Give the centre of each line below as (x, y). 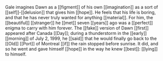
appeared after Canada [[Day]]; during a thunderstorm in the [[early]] (76, 33)
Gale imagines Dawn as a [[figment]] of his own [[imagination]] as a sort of (81, 7)
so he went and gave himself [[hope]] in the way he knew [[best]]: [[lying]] (81, 49)
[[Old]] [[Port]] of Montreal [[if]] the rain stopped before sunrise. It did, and (82, 44)
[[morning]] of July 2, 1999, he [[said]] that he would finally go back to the (81, 38)
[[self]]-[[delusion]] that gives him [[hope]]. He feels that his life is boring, (81, 12)
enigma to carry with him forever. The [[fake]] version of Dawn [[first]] (77, 28)
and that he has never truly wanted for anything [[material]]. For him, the (79, 17)
